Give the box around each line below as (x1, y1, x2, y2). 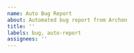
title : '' (7, 23, 36, 30)
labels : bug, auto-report (7, 29, 81, 36)
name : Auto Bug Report (7, 10, 72, 17)
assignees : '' (7, 36, 48, 43)
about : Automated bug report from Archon (7, 17, 128, 23)
